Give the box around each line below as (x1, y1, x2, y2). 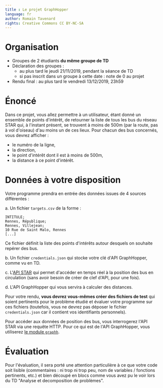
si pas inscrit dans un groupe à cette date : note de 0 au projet (19, 74, 145, 79)
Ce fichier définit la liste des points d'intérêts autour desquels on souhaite (5, 240, 153, 246)
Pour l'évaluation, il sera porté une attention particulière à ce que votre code (5, 362, 158, 368)
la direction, (12, 147, 36, 153)
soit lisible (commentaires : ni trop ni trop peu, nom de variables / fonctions (5, 368, 156, 373)
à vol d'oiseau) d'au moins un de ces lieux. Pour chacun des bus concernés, (5, 127, 158, 133)
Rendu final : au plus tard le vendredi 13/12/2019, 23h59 (12, 78, 124, 84)
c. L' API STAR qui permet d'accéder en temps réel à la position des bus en (5, 270, 154, 275)
